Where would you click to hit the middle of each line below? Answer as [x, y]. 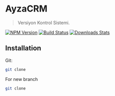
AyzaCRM [26, 9]
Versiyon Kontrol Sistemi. [44, 23]
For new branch [22, 79]
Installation [23, 48]
